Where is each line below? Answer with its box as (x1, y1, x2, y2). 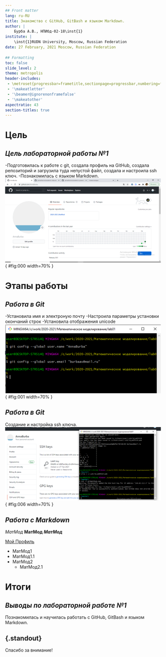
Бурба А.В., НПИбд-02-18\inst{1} (14, 29, 83, 34)
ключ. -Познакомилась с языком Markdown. (5, 173, 99, 179)
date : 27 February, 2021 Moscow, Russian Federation (5, 45, 116, 50)
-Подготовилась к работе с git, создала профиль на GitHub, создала (5, 162, 150, 168)
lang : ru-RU (5, 13, 30, 18)
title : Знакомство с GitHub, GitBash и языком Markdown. (5, 18, 125, 23)
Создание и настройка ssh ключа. (5, 421, 78, 427)
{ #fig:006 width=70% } (5, 502, 54, 508)
